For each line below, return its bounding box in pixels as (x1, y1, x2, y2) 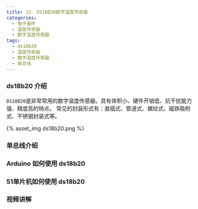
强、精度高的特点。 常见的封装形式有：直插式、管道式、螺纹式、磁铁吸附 (6, 104, 191, 112)
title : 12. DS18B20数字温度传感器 (6, 9, 88, 15)
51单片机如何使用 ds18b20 (6, 177, 85, 186)
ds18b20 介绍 (6, 82, 47, 90)
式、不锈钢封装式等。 (6, 112, 60, 120)
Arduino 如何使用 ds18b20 (6, 159, 86, 168)
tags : (6, 37, 20, 44)
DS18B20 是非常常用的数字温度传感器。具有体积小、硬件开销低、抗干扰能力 (6, 97, 192, 104)
